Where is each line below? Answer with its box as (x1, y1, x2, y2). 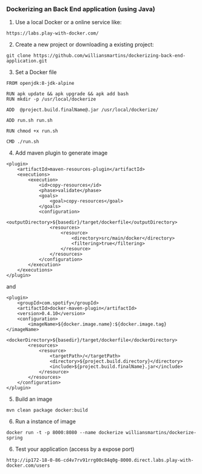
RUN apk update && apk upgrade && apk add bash (6, 91, 129, 97)
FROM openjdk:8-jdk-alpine (6, 81, 75, 87)
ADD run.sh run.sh (6, 118, 53, 124)
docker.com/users (6, 462, 50, 469)
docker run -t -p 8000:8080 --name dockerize (6, 430, 123, 436)
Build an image (15, 396, 53, 403)
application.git (6, 58, 47, 64)
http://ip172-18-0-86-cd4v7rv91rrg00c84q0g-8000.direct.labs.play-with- (6, 457, 194, 464)
